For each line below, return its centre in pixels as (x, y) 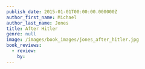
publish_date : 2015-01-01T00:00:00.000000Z (62, 12)
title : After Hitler (32, 28)
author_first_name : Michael (42, 17)
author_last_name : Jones (37, 23)
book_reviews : (24, 46)
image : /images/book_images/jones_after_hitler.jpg (72, 40)
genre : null (21, 34)
